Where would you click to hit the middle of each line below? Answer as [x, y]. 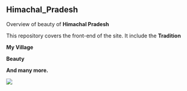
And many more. [27, 70]
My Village [20, 47]
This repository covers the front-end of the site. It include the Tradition [93, 36]
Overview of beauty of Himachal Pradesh [58, 24]
